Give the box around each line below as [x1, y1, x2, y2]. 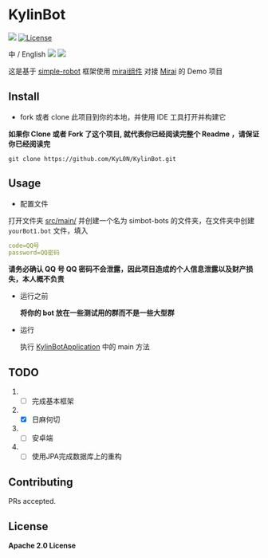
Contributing [8, 475, 73, 489]
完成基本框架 [31, 396, 74, 406]
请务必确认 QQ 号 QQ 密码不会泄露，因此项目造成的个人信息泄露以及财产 [8, 265, 246, 274]
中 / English [8, 49, 46, 59]
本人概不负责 [22, 274, 65, 284]
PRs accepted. [8, 497, 57, 506]
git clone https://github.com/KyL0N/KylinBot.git [8, 155, 177, 163]
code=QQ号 [8, 242, 40, 250]
